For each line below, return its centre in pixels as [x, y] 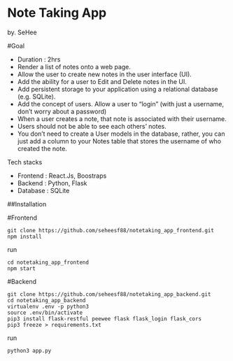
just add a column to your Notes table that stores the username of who [119, 141]
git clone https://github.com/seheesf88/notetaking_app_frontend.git [111, 230]
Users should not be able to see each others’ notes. [92, 126]
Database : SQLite [43, 190]
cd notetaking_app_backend [47, 300]
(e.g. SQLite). [36, 97]
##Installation [27, 204]
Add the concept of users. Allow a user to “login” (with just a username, [121, 104]
